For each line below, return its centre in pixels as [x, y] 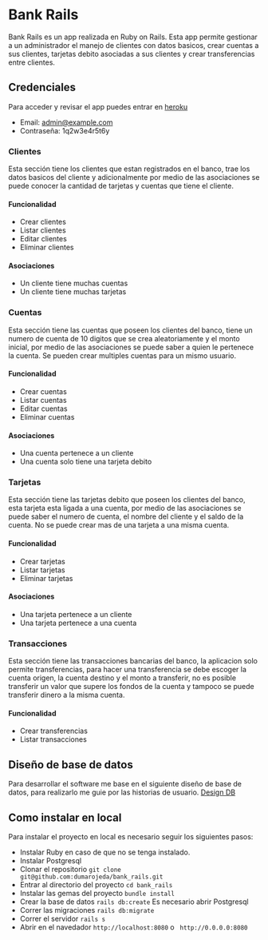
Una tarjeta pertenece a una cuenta [78, 623]
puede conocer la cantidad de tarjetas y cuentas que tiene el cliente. [121, 186]
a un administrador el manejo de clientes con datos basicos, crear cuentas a [134, 45]
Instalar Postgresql [51, 860]
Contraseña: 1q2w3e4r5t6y [65, 130]
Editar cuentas [43, 408]
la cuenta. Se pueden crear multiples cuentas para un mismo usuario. [122, 355]
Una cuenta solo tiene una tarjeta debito [86, 462]
